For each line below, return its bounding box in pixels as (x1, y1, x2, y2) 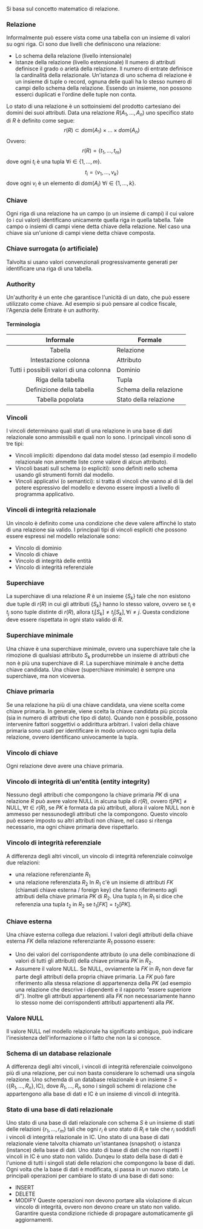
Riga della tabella (35, 375, 85, 384)
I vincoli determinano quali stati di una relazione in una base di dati (6, 427, 173, 434)
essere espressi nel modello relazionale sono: (6, 532, 121, 539)
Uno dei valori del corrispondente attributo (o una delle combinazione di (15, 951, 195, 958)
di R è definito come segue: (6, 117, 75, 124)
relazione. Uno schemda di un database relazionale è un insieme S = (6, 1076, 178, 1083)
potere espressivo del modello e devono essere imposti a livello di (15, 484, 180, 491)
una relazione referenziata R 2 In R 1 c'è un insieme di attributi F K (15, 878, 174, 887)
